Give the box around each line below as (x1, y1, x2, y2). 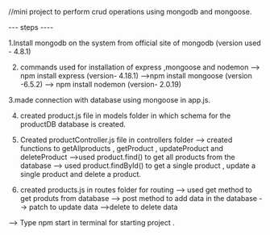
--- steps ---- (8, 23, 54, 31)
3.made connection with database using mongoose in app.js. (8, 95, 211, 104)
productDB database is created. (19, 120, 127, 128)
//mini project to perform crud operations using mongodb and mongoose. (8, 7, 252, 16)
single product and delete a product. (19, 170, 142, 178)
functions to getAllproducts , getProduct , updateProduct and (19, 144, 224, 153)
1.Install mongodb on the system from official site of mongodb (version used (8, 38, 262, 48)
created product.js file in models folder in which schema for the (19, 111, 231, 120)
